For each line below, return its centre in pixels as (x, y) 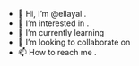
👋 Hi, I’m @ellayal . (52, 14)
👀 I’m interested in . (53, 23)
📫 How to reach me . (57, 52)
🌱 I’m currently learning (61, 33)
